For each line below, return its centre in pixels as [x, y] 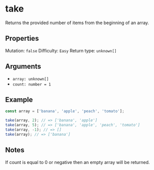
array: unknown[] [31, 79]
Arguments [23, 67]
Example [19, 99]
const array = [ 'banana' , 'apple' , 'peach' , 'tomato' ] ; [65, 111]
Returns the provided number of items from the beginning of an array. [77, 23]
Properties [22, 38]
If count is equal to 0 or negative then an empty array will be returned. [78, 162]
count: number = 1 [32, 84]
